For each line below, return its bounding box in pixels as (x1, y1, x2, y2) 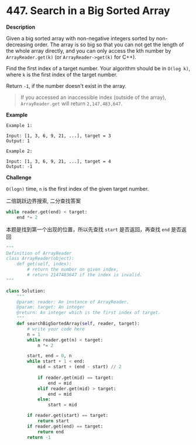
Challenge (6, 174, 32, 181)
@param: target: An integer (16, 304, 85, 310)
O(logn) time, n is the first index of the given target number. (6, 185, 149, 192)
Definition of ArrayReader (6, 250, 72, 256)
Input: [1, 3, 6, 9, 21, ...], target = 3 (6, 133, 111, 139)
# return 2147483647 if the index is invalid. (27, 272, 143, 278)
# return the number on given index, (27, 266, 119, 273)
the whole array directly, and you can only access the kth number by (6, 47, 171, 54)
